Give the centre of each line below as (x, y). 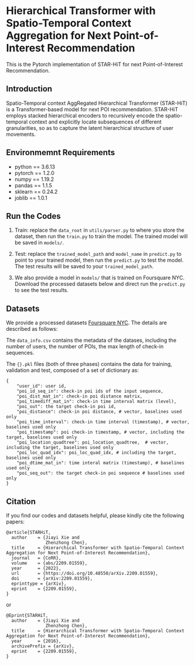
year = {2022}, (36, 568)
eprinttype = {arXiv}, (39, 584)
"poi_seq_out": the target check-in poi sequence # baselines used (100, 473)
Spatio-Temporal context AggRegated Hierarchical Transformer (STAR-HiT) (97, 103)
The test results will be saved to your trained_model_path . (84, 266)
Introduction (29, 89)
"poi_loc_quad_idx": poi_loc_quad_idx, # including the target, (97, 453)
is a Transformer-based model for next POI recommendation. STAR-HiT (92, 109)
